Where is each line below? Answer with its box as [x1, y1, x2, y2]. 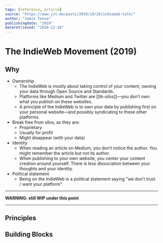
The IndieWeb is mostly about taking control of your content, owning [19, 83, 157, 89]
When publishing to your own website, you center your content [19, 156, 146, 162]
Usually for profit [19, 130, 53, 136]
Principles [5, 214, 36, 222]
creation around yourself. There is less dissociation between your [19, 161, 150, 166]
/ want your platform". [19, 181, 63, 187]
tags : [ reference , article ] [5, 7, 62, 12]
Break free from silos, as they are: [12, 119, 80, 125]
